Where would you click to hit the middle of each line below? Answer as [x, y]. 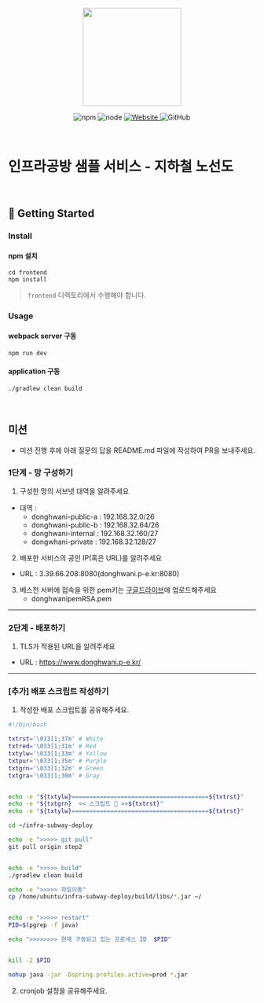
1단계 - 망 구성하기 [40, 472]
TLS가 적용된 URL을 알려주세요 [67, 647]
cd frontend [27, 273]
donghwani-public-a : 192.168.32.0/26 [93, 516]
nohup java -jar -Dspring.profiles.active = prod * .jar [98, 975]
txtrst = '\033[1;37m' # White [56, 739]
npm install [27, 280]
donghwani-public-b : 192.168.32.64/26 [95, 525]
